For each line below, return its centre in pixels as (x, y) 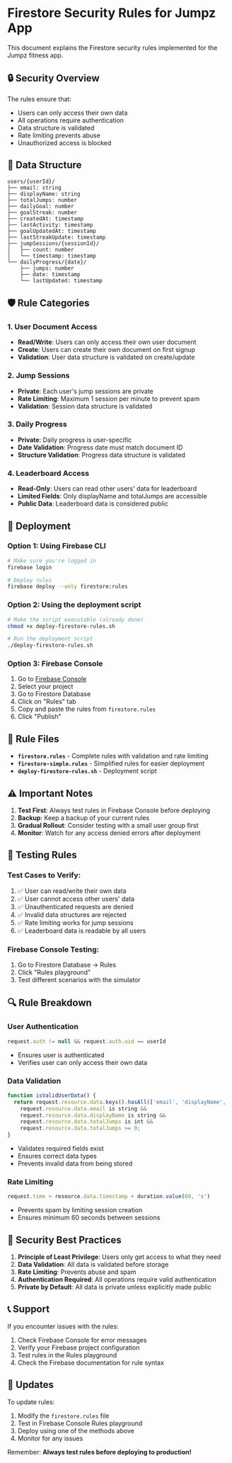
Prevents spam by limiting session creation (80, 1210)
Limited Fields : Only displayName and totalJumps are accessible (112, 496)
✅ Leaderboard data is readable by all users (82, 930)
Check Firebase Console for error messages (82, 1340)
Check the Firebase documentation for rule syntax (91, 1362)
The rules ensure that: (40, 99)
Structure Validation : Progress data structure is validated (101, 455)
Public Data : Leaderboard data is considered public (93, 503)
